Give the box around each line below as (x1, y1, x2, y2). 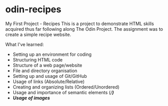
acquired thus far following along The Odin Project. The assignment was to (5, 26, 163, 32)
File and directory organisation (12, 68, 78, 74)
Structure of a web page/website (12, 62, 82, 68)
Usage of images (12, 95, 50, 101)
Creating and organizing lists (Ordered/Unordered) (12, 83, 120, 90)
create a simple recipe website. (5, 31, 72, 37)
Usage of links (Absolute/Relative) (12, 78, 85, 84)
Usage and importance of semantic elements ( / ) (12, 89, 114, 95)
